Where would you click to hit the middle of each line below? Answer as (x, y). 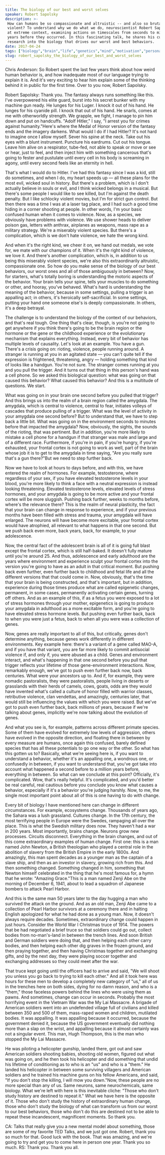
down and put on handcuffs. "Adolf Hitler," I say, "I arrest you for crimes (78, 121)
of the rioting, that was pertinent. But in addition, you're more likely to (75, 432)
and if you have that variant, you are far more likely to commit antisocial (77, 650)
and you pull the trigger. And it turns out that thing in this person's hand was (82, 370)
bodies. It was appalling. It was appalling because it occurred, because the (81, 1018)
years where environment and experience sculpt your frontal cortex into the (82, 561)
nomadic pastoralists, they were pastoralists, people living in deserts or (77, 681)
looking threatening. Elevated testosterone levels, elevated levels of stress (80, 489)
